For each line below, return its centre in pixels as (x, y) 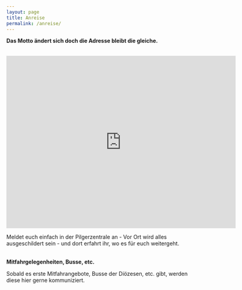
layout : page (23, 12)
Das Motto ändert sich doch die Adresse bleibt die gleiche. (82, 41)
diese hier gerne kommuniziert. (46, 280)
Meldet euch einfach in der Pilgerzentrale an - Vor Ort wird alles (86, 237)
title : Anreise (26, 18)
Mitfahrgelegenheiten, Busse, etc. (50, 262)
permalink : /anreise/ (34, 23)
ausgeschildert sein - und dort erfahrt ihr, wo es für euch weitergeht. (93, 243)
